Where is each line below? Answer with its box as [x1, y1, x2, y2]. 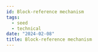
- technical [11, 25, 42, 32]
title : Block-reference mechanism [6, 36, 93, 42]
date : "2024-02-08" [6, 31, 55, 37]
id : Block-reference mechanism [6, 8, 84, 15]
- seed [11, 20, 28, 26]
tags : [6, 14, 20, 20]
